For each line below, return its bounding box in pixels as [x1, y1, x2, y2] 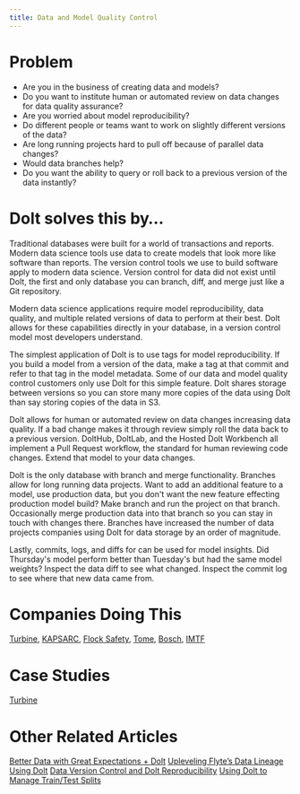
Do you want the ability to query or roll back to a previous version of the [21, 167, 288, 178]
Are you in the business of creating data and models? [21, 82, 219, 92]
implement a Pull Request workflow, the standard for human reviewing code [9, 442, 288, 453]
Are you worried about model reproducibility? [21, 109, 190, 121]
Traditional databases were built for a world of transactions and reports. [9, 238, 275, 249]
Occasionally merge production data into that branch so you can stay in [9, 508, 273, 519]
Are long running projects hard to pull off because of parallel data [21, 138, 264, 149]
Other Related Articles [9, 726, 178, 746]
